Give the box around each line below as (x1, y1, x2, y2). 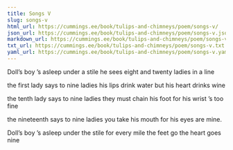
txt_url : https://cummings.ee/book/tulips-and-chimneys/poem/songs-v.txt (7, 42, 225, 49)
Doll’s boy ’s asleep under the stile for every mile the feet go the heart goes (7, 129, 222, 137)
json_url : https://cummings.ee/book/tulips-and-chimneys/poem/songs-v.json (7, 29, 231, 37)
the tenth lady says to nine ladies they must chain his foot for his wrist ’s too (7, 94, 224, 102)
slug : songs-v (7, 17, 49, 24)
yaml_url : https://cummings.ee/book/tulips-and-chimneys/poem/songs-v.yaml (7, 49, 231, 56)
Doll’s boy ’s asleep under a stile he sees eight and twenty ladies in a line (7, 67, 215, 76)
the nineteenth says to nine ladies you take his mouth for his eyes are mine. (7, 115, 223, 123)
